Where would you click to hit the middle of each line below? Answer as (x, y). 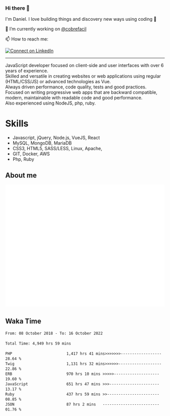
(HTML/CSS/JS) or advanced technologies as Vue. (58, 82)
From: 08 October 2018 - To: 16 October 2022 (54, 334)
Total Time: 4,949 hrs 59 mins (38, 344)
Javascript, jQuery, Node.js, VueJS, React (56, 138)
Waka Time (23, 321)
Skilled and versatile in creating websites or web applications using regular (83, 76)
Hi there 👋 (18, 8)
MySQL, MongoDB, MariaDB (42, 143)
